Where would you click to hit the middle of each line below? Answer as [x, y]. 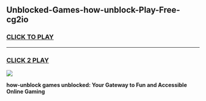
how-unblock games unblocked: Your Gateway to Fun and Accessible [97, 84]
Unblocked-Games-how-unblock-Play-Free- [93, 10]
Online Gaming [26, 91]
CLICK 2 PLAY [28, 60]
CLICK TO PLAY [30, 37]
